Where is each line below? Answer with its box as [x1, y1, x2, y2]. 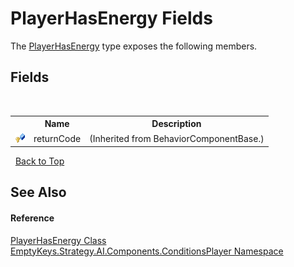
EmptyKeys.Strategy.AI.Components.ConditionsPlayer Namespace [10, 245, 284, 257]
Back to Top [14, 155, 65, 167]
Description [151, 118, 202, 130]
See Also [10, 184, 67, 201]
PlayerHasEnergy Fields [10, 7, 213, 30]
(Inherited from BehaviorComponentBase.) [89, 132, 265, 144]
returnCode [33, 132, 82, 144]
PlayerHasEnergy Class [10, 234, 107, 246]
